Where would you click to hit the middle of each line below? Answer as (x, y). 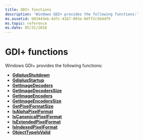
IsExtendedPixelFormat (36, 122)
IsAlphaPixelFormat (33, 112)
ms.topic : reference (26, 23)
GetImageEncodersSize (37, 101)
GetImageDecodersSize (37, 91)
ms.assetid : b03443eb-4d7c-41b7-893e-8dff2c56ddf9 (58, 19)
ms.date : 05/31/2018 (26, 28)
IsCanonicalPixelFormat (37, 117)
